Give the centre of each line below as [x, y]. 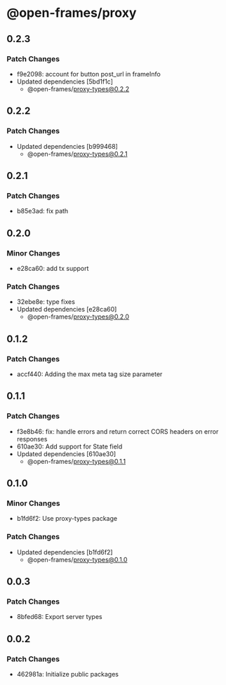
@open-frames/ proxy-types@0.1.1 [77, 461]
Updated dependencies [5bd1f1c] [65, 81]
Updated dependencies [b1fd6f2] [65, 552]
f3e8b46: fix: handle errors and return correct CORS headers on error [118, 431]
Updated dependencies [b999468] [67, 146]
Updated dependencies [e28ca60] [67, 310]
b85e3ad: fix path [42, 211]
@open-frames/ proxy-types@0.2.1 [77, 154]
